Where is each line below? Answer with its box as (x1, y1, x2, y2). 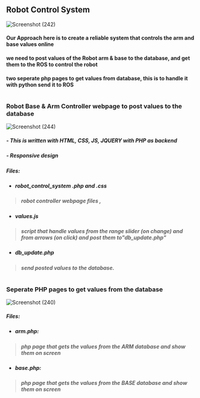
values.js (14, 212, 39, 219)
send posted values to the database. (20, 264, 115, 272)
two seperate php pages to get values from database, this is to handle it (6, 74, 188, 82)
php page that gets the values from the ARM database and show (20, 343, 186, 350)
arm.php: (14, 328, 39, 335)
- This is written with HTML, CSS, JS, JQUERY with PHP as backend (6, 137, 178, 144)
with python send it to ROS (6, 81, 74, 88)
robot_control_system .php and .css (14, 182, 107, 189)
